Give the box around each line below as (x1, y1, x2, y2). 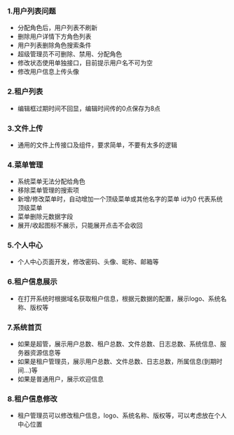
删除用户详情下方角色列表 (17, 32, 92, 41)
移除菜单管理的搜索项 (17, 186, 79, 195)
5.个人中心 (7, 240, 43, 250)
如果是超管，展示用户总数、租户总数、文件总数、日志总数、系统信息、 (17, 339, 221, 349)
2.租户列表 (7, 86, 43, 96)
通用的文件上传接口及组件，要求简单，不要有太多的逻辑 (17, 141, 177, 149)
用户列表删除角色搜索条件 (17, 41, 92, 50)
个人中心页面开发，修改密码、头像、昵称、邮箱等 (17, 258, 159, 266)
